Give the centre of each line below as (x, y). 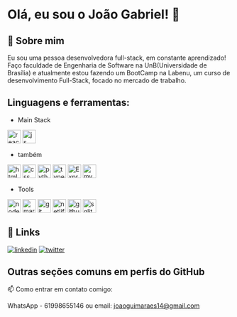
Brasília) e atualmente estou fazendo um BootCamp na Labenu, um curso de (119, 73)
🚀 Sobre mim (36, 41)
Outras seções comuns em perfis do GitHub (106, 272)
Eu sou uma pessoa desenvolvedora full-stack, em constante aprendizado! (117, 58)
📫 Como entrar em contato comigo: (60, 289)
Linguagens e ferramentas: (68, 103)
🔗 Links (24, 233)
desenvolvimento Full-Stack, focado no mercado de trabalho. (97, 80)
